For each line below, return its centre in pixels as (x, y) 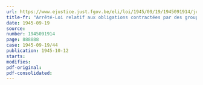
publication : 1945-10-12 (37, 51)
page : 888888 (23, 40)
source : (16, 28)
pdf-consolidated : (29, 73)
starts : (16, 56)
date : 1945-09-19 (28, 23)
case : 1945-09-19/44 (32, 45)
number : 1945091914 (31, 34)
